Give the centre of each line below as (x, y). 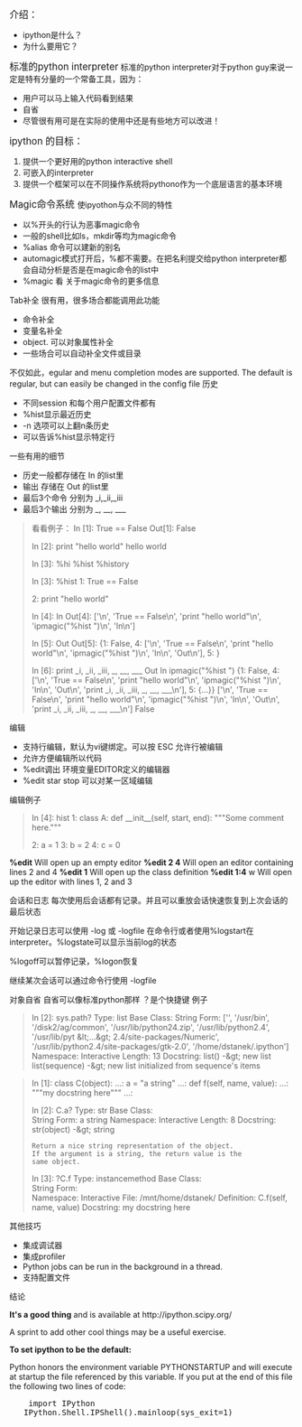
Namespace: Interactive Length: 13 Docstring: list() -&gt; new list (151, 1056)
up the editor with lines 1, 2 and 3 (71, 881)
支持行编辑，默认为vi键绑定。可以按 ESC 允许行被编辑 (123, 746)
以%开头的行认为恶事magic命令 (81, 224)
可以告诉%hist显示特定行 (69, 437)
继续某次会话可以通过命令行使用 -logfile (83, 980)
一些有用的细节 (37, 456)
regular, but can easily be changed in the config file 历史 (114, 384)
